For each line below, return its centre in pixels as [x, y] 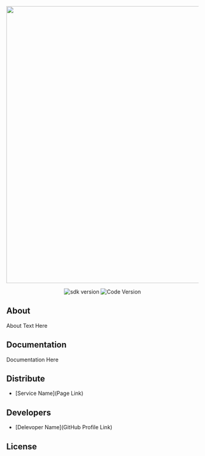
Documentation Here [33, 360]
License [22, 447]
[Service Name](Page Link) [49, 393]
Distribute [26, 379]
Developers [29, 412]
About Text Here [27, 325]
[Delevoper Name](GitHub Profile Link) [64, 427]
